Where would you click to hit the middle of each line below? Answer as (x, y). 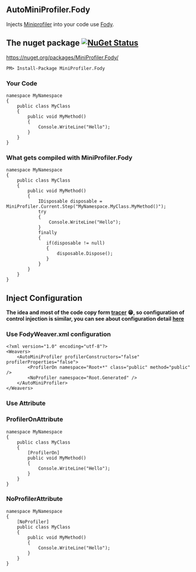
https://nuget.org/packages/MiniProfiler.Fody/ (63, 57)
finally (48, 233)
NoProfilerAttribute (35, 499)
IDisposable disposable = (70, 202)
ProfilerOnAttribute (35, 419)
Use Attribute (26, 404)
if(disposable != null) (76, 243)
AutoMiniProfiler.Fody (48, 10)
